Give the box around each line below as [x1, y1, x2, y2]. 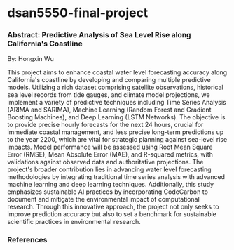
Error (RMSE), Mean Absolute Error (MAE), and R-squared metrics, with [7, 150, 214, 159]
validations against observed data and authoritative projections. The [7, 158, 204, 166]
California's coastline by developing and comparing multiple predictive [7, 76, 212, 84]
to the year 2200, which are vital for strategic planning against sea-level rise [7, 136, 228, 144]
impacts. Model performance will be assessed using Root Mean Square [7, 143, 213, 152]
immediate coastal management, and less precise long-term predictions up [7, 128, 224, 136]
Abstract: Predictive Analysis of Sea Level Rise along [7, 30, 191, 40]
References [7, 235, 48, 245]
